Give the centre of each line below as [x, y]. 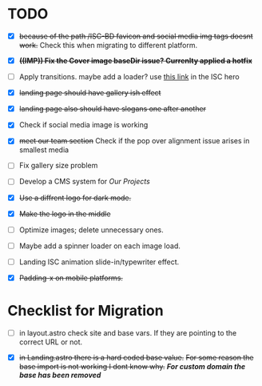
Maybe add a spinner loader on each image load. [99, 246]
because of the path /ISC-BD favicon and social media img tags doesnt [136, 36]
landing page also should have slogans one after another [113, 109]
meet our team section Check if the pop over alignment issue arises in [134, 141]
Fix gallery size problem [58, 166]
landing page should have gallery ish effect [90, 93]
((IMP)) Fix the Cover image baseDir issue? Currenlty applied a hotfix [135, 60]
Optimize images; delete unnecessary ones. [91, 230]
